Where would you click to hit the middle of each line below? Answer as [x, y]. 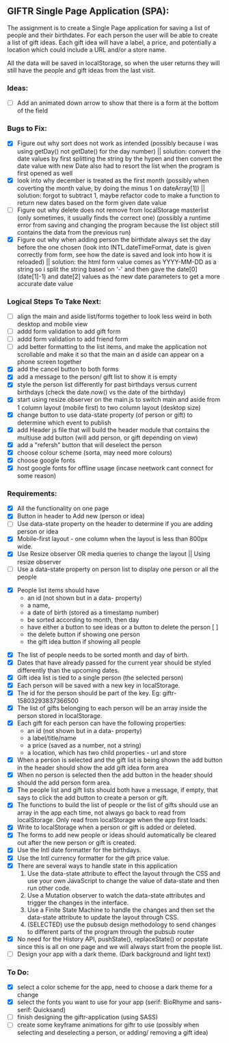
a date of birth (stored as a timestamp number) [93, 612]
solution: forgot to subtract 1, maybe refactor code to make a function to [118, 195]
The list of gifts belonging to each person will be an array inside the [112, 708]
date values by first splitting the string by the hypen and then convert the [120, 158]
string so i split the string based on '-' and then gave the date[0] [107, 269]
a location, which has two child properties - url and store [107, 753]
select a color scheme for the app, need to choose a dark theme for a [115, 987]
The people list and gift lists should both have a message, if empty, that [117, 790]
